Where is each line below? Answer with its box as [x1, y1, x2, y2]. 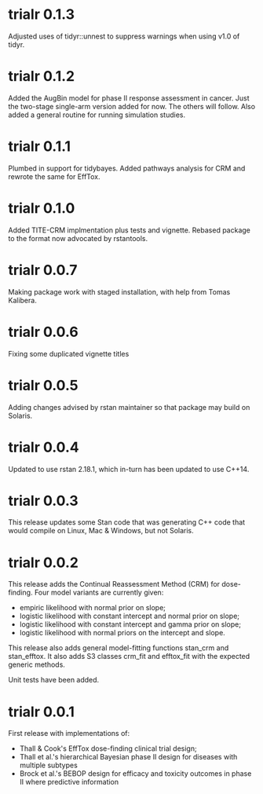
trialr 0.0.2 [8, 554, 79, 571]
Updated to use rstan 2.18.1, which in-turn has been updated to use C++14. [8, 464, 250, 474]
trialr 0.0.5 [8, 376, 79, 394]
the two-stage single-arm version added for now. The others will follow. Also [8, 101, 256, 111]
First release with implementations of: [8, 729, 130, 738]
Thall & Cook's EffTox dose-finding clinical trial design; [19, 744, 198, 753]
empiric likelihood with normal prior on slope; [19, 603, 166, 613]
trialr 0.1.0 [8, 199, 75, 217]
